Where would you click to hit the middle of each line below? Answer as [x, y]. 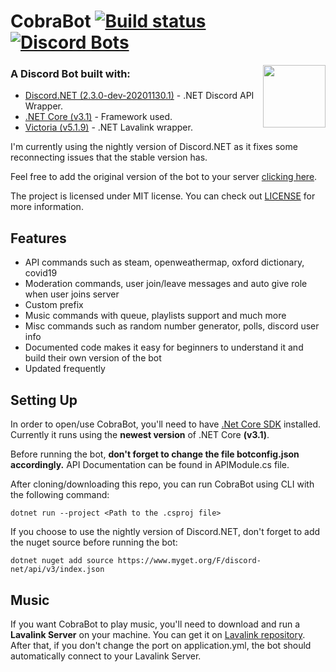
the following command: [60, 495]
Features [38, 238]
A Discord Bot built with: [70, 74]
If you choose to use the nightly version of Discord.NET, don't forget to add [165, 532]
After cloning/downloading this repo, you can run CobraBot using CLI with [162, 484]
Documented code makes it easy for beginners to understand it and [164, 347]
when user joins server [72, 294]
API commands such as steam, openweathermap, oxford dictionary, [164, 262]
